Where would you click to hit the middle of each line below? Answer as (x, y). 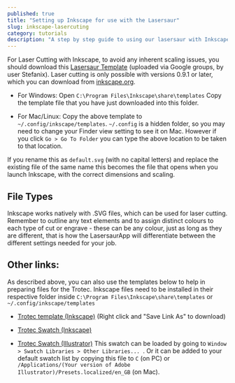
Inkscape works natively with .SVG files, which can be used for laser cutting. (117, 213)
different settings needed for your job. (62, 243)
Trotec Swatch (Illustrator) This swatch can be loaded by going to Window (122, 343)
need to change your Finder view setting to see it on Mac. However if (117, 131)
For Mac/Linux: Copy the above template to (80, 117)
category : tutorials (37, 33)
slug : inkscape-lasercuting (48, 27)
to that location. (40, 146)
